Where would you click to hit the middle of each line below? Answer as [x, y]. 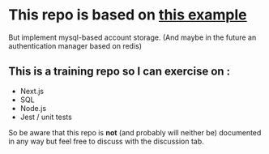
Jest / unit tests [46, 117]
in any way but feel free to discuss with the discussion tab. [106, 141]
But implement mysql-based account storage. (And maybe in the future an [132, 37]
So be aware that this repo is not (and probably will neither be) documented [135, 132]
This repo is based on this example [128, 15]
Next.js [32, 91]
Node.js [33, 108]
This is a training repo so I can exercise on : [120, 72]
